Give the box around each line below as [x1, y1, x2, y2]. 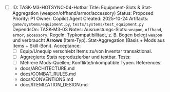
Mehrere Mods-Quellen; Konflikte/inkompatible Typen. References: [20, 60, 162, 66]
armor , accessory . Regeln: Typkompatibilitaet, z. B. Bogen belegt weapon [12, 32, 163, 38]
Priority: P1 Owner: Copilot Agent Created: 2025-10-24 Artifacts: [12, 15, 148, 22]
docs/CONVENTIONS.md [20, 76, 73, 82]
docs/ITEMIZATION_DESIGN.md [20, 82, 88, 88]
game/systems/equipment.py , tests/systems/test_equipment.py [12, 21, 144, 27]
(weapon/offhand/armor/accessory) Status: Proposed [40, 10, 154, 16]
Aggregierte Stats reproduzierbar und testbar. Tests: [20, 54, 131, 60]
